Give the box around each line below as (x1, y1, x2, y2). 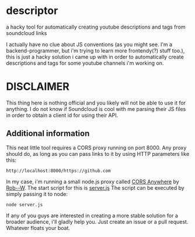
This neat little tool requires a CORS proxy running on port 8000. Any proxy (6, 144, 187, 151)
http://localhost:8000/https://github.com (6, 168, 111, 173)
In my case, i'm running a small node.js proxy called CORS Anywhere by (6, 178, 179, 185)
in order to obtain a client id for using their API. (6, 111, 119, 118)
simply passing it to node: (6, 190, 68, 197)
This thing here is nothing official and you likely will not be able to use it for (6, 99, 186, 106)
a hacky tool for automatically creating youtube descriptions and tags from (6, 23, 186, 30)
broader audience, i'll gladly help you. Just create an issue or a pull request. (6, 218, 189, 225)
